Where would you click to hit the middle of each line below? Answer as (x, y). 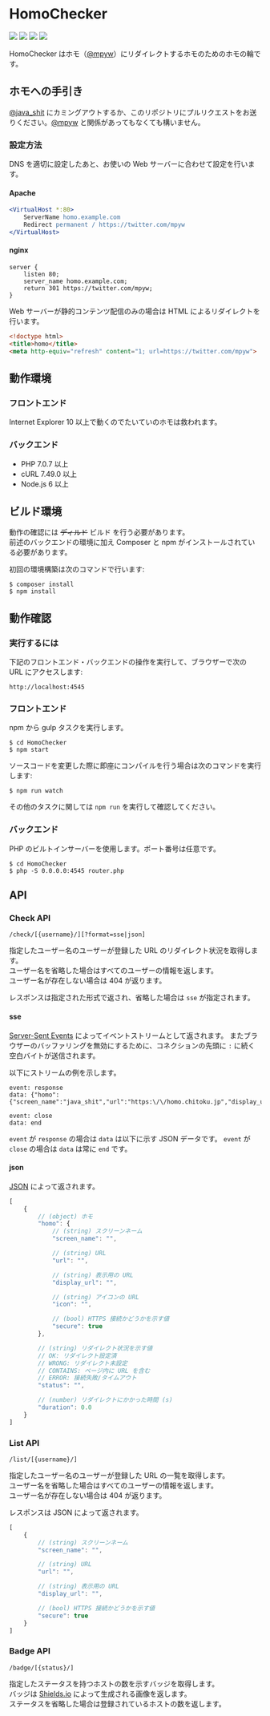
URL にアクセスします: (46, 672)
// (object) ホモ (65, 1216)
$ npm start (29, 750)
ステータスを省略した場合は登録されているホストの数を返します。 (118, 1703)
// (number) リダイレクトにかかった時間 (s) (105, 1400)
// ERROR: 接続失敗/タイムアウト (87, 1378)
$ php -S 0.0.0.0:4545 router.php (67, 870)
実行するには (34, 643)
